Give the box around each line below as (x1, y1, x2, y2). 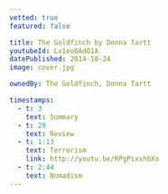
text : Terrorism (25, 146, 88, 155)
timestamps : (9, 96, 54, 105)
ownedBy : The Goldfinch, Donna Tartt (9, 79, 152, 88)
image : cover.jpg (9, 63, 75, 72)
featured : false (9, 22, 70, 31)
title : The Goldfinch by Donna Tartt (9, 38, 152, 47)
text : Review (25, 129, 75, 138)
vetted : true (9, 13, 59, 23)
